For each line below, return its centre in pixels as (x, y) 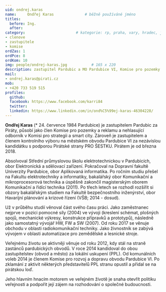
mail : (11, 74)
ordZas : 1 (15, 51)
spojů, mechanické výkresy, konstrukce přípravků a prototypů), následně (80, 218)
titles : (13, 19)
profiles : (15, 93)
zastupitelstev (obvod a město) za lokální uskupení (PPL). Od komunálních (81, 253)
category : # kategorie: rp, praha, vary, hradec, (82, 33)
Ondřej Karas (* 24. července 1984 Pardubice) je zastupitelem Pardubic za (82, 125)
